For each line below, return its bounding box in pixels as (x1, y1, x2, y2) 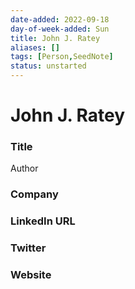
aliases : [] (10, 42, 60, 53)
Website (10, 268, 52, 282)
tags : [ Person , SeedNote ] (10, 52, 114, 62)
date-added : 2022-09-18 (10, 14, 110, 25)
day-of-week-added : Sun (10, 24, 110, 34)
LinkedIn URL (10, 214, 76, 228)
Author (10, 162, 39, 175)
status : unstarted (10, 61, 87, 71)
